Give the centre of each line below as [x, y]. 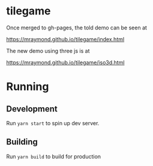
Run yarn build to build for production [53, 156]
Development [32, 109]
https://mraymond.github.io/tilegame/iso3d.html [65, 62]
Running [28, 87]
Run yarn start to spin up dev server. [53, 123]
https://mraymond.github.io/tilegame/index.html [65, 39]
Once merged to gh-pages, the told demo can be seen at [76, 28]
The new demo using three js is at [48, 51]
